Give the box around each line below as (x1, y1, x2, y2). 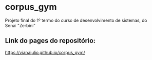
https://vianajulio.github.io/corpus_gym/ (5, 49, 85, 55)
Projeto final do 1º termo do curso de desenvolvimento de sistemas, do (5, 17, 147, 23)
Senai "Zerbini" (5, 22, 36, 28)
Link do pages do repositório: (5, 37, 96, 45)
